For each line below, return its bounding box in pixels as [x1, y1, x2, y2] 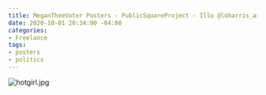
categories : [8, 26, 47, 34]
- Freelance [8, 33, 47, 42]
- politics [8, 56, 44, 64]
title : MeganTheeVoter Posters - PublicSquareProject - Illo [8, 11, 215, 20]
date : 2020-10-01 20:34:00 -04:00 [8, 19, 123, 27]
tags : [8, 41, 26, 49]
